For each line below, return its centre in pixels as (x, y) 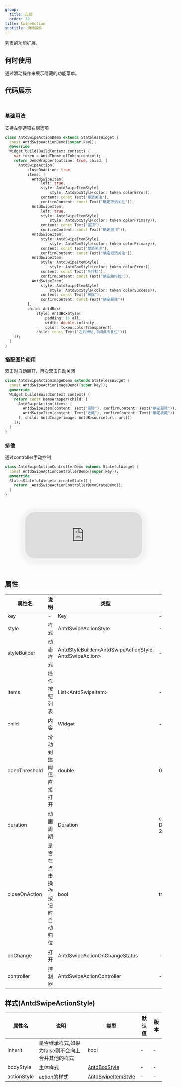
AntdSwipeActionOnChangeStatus (98, 955)
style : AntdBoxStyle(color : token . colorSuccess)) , (103, 290)
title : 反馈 (21, 14)
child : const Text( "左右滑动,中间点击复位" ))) (82, 332)
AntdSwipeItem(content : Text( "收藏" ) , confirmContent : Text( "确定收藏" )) (99, 413)
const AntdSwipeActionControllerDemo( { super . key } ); (64, 471)
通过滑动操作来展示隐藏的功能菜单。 (42, 73)
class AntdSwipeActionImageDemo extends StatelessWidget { (68, 381)
